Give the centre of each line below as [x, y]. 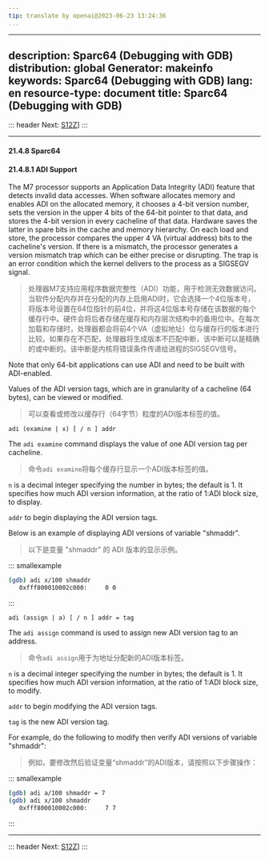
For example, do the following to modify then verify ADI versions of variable [133, 737]
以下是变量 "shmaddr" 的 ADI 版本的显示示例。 [105, 550]
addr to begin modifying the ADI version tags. [83, 706]
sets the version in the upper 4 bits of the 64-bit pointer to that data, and [128, 212]
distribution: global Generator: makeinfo [111, 69]
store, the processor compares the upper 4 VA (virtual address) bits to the [130, 238]
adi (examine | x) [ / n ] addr [62, 429]
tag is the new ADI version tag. [59, 721]
